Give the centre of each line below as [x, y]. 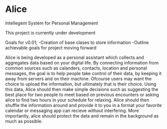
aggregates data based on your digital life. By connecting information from [82, 62]
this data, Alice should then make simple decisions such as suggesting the [82, 89]
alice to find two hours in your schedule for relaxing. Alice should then [77, 100]
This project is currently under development [50, 32]
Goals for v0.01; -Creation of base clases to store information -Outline [77, 42]
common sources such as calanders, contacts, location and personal [76, 68]
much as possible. [24, 121]
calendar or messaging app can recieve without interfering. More [72, 110]
